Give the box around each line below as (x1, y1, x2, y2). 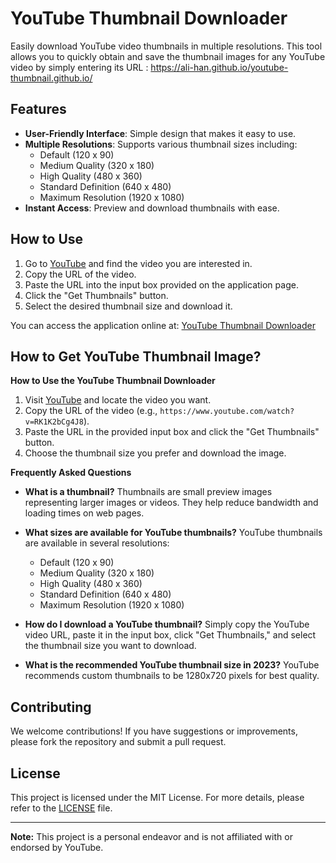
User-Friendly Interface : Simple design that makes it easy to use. (24, 127, 297, 139)
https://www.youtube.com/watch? (159, 407, 295, 417)
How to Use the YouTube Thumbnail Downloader (10, 375, 216, 387)
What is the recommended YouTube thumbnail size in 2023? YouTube (24, 659, 320, 671)
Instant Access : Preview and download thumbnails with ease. (24, 202, 280, 214)
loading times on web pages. (24, 507, 145, 519)
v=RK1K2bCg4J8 (24, 417, 84, 427)
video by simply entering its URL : (10, 61, 149, 73)
